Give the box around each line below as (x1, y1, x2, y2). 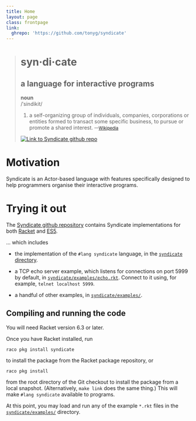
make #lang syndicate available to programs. (6, 391, 115, 398)
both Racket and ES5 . (6, 227, 58, 234)
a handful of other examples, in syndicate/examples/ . (14, 292, 143, 298)
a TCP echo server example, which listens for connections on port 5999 (14, 268, 188, 275)
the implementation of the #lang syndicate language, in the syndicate (14, 250, 183, 257)
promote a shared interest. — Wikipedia (29, 124, 119, 132)
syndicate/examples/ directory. (6, 408, 81, 415)
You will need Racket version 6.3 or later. (6, 324, 104, 331)
